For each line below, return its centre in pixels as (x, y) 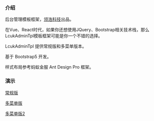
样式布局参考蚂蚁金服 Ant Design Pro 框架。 (50, 67)
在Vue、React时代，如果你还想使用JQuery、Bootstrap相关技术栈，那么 (77, 30)
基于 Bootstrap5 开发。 (28, 57)
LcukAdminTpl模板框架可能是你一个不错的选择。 (54, 36)
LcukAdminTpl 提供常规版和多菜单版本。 (46, 46)
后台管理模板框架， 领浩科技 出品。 (39, 19)
